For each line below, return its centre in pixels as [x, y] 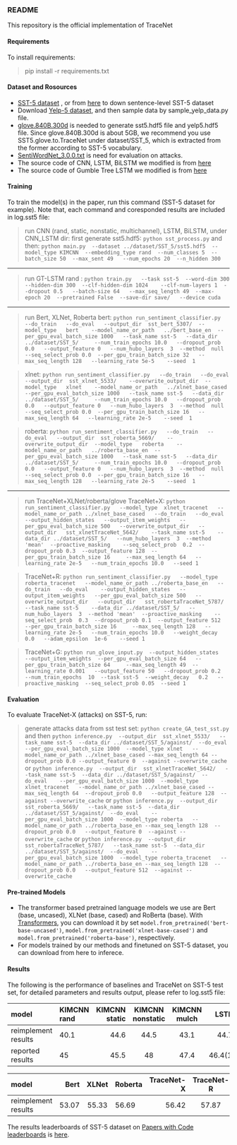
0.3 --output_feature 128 [105, 551]
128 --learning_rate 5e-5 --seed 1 [134, 361]
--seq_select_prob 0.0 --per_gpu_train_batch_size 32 [107, 355]
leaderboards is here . [38, 1134]
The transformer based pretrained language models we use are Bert [116, 908]
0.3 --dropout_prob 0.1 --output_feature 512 [150, 620]
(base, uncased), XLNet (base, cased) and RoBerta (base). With [110, 915]
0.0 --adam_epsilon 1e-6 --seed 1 [85, 639]
